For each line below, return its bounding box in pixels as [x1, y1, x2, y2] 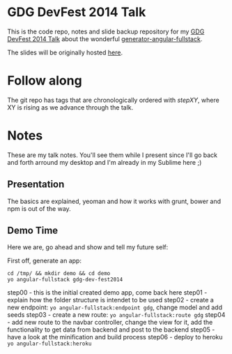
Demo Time [7, 225, 59, 237]
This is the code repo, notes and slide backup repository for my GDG [7, 27, 205, 36]
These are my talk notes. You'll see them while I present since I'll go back [7, 151, 218, 159]
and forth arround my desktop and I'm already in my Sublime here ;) [7, 158, 202, 166]
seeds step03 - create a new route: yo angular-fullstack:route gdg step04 [7, 311, 226, 319]
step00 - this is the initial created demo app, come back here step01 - [7, 288, 208, 297]
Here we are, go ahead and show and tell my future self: [7, 243, 169, 251]
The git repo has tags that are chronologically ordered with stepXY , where [7, 96, 219, 104]
